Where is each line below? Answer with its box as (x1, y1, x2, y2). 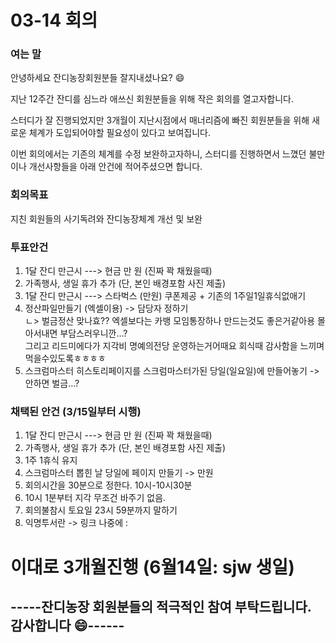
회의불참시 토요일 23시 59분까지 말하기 (24, 504, 178, 516)
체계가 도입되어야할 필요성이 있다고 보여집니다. (28, 127, 211, 139)
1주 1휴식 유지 (24, 454, 78, 466)
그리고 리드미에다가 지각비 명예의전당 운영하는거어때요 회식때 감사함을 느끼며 (24, 340, 325, 352)
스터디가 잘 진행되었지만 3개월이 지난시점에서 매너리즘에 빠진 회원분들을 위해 (10, 114, 310, 126)
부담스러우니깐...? (59, 327, 128, 340)
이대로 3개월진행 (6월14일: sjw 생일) (10, 556, 295, 578)
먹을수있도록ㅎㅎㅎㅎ (24, 352, 107, 365)
